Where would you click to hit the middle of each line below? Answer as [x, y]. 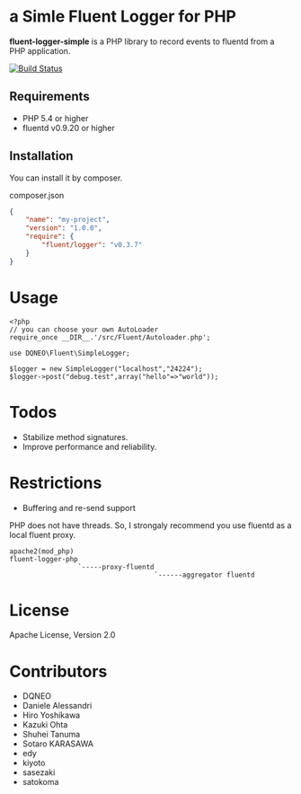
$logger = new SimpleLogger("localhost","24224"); [106, 369]
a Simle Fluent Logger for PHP [123, 17]
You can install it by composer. [66, 178]
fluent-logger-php [44, 559]
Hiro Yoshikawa [51, 715]
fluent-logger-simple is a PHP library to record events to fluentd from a [142, 41]
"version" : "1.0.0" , [64, 228]
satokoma [40, 782]
